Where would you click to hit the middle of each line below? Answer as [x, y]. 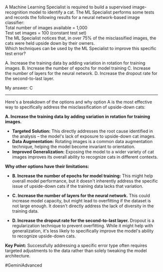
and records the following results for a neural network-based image [73, 17]
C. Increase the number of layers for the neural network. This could [81, 196]
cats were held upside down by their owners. [50, 43]
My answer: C [19, 88]
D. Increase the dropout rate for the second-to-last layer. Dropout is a [83, 220]
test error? [16, 54]
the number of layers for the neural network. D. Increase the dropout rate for [81, 73]
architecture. [18, 256]
